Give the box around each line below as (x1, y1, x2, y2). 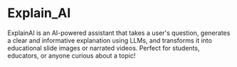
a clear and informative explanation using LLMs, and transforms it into (7, 36, 212, 44)
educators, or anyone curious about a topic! (7, 51, 136, 60)
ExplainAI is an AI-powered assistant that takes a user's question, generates (7, 29, 231, 37)
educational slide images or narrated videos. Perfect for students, (7, 43, 200, 52)
